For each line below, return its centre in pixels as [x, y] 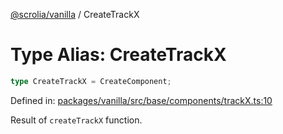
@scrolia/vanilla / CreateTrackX [75, 14]
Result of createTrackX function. [76, 120]
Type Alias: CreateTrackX [118, 55]
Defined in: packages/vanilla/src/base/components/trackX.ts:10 [141, 100]
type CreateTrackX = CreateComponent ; [91, 81]
